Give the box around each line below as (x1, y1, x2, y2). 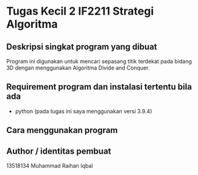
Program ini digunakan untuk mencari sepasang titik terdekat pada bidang (6, 58, 192, 65)
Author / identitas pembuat (6, 146, 111, 156)
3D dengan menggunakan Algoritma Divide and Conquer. (6, 64, 150, 71)
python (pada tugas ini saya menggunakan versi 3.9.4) (15, 107, 152, 115)
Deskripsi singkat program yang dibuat (6, 41, 157, 52)
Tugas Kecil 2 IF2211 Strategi (6, 4, 154, 18)
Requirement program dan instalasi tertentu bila (6, 82, 192, 92)
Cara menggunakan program (6, 125, 118, 135)
